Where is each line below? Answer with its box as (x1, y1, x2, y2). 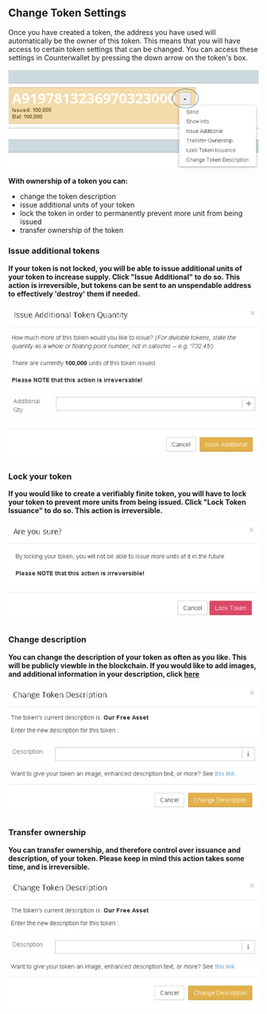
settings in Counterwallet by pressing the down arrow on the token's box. (8, 52, 248, 62)
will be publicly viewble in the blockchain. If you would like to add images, (8, 660, 257, 670)
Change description (8, 634, 87, 645)
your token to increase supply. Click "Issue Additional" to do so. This (8, 272, 241, 282)
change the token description (19, 192, 117, 201)
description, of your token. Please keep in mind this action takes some (8, 853, 245, 863)
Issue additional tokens (8, 246, 100, 257)
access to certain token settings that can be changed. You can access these (8, 44, 258, 54)
